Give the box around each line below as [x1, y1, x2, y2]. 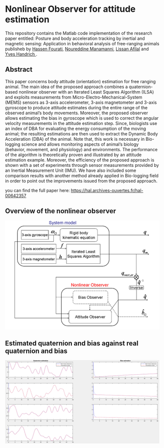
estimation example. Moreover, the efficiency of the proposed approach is [5, 157, 155, 163]
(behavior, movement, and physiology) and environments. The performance [5, 146, 158, 152]
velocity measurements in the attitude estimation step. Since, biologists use [5, 120, 158, 126]
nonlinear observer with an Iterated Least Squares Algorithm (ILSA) [19, 89, 154, 95]
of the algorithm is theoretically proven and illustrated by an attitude [5, 152, 142, 158]
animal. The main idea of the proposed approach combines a [5, 84, 128, 90]
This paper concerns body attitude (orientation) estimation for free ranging [5, 78, 156, 84]
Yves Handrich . [5, 51, 38, 57]
